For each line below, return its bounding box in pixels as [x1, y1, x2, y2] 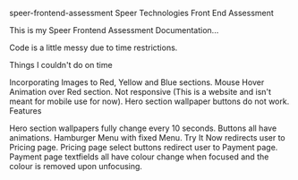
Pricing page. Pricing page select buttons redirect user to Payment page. [9, 142, 278, 152]
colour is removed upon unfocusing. [9, 161, 143, 171]
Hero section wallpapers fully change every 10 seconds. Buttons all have [9, 123, 277, 133]
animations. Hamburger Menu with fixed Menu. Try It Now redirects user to [9, 133, 285, 142]
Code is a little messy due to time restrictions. [9, 42, 178, 53]
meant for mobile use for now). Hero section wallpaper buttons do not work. [9, 96, 290, 107]
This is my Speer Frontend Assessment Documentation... [9, 25, 219, 35]
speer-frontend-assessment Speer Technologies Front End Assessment [9, 8, 275, 18]
